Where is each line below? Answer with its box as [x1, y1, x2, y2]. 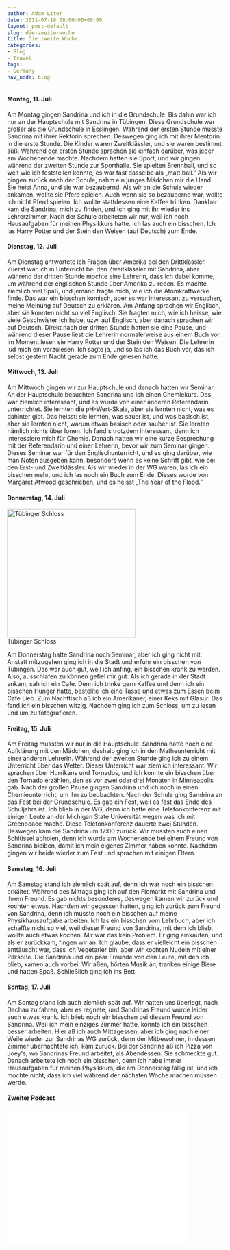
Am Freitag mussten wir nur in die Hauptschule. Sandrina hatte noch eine [7, 739, 214, 748]
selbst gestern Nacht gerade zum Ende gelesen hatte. [7, 352, 159, 360]
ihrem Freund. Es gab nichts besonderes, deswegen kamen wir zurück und [7, 894, 218, 903]
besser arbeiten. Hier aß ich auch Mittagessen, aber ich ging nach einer [7, 1027, 209, 1035]
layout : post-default [7, 23, 69, 29]
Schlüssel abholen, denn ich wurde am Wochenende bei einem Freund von [7, 834, 218, 843]
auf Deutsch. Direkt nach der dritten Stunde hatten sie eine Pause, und [7, 323, 207, 331]
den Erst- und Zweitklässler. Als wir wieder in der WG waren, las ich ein [7, 463, 209, 471]
